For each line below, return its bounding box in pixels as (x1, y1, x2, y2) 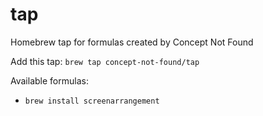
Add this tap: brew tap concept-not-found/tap (10, 55, 200, 67)
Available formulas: (10, 74, 89, 87)
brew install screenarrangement (24, 96, 160, 106)
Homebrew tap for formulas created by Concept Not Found (10, 36, 254, 48)
